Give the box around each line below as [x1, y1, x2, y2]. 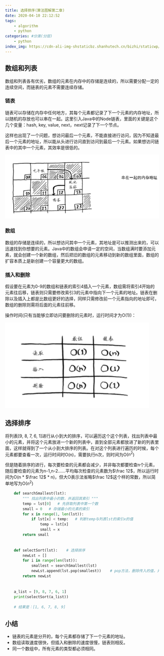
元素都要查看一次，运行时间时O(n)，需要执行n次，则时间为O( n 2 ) [5, 451, 135, 457]
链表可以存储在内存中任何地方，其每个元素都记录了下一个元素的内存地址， [5, 109, 155, 115]
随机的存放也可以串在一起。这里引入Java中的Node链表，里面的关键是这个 [9, 116, 158, 122]
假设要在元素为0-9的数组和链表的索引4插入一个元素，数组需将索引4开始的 [5, 283, 155, 289]
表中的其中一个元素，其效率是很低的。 [5, 145, 82, 151]
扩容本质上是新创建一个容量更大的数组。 [5, 258, 86, 264]
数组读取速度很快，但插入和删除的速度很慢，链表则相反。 [12, 640, 128, 646]
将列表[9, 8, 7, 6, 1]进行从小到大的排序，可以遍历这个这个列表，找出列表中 [5, 433, 153, 439]
